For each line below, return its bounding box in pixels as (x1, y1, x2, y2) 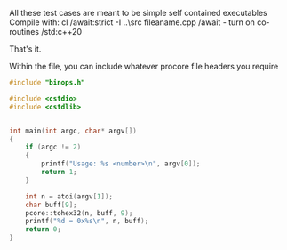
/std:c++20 (41, 27, 83, 36)
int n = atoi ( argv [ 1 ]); (25, 191, 114, 201)
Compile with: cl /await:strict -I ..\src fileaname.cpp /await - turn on (9, 17, 255, 28)
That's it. (9, 44, 42, 54)
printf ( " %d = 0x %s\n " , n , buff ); (25, 217, 149, 226)
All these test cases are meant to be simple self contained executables (9, 8, 268, 18)
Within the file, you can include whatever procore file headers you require (9, 61, 279, 71)
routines (9, 27, 40, 36)
